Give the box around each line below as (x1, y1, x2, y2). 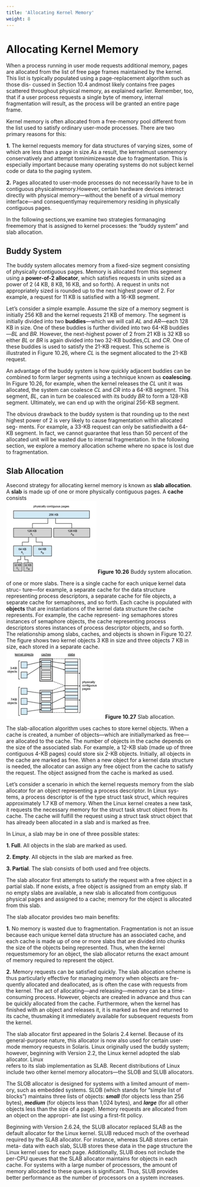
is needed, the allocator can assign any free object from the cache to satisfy (6, 763, 193, 770)
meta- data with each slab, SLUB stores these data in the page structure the (6, 1142, 193, 1149)
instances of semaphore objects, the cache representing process (6, 618, 167, 625)
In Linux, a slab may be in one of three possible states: (6, 830, 140, 837)
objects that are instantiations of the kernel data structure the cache (6, 605, 174, 613)
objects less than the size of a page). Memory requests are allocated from (6, 1105, 187, 1112)
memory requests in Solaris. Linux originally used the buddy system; (21, 1043, 189, 1050)
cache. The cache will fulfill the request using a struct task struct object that (6, 812, 193, 820)
